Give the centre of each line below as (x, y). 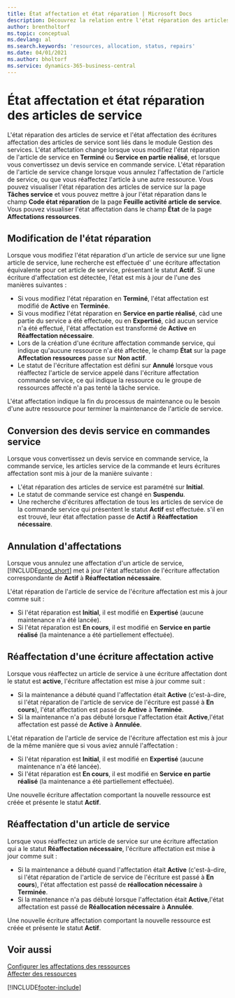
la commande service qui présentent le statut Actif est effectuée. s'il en (121, 509)
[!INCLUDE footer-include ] (44, 988)
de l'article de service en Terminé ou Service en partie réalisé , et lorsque (114, 157)
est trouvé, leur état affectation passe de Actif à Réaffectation (107, 517)
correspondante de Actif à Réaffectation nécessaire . (85, 578)
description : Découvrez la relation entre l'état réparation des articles (119, 20)
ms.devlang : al (29, 40)
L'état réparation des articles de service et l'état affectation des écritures (112, 134)
